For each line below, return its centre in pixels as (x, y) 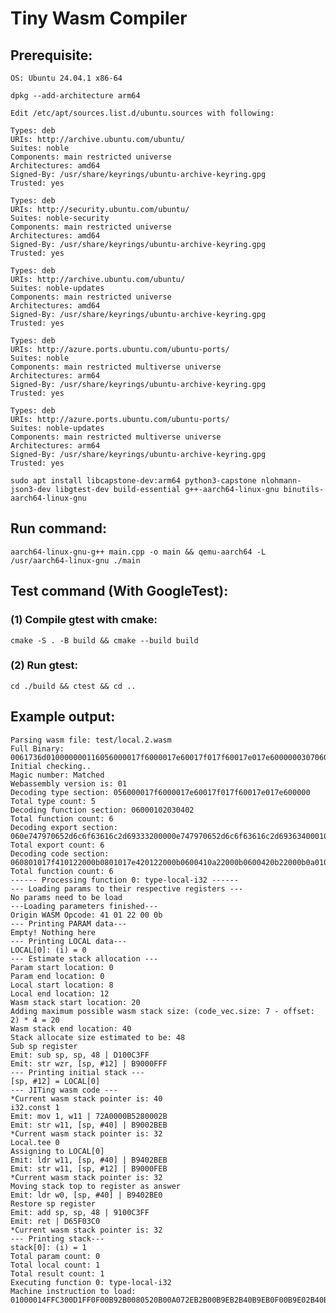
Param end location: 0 (57, 976)
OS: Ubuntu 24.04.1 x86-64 (66, 78)
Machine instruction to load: (73, 1291)
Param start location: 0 (62, 967)
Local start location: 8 (62, 985)
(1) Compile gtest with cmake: (84, 620)
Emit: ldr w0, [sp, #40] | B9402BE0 (86, 1195)
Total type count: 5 (53, 801)
